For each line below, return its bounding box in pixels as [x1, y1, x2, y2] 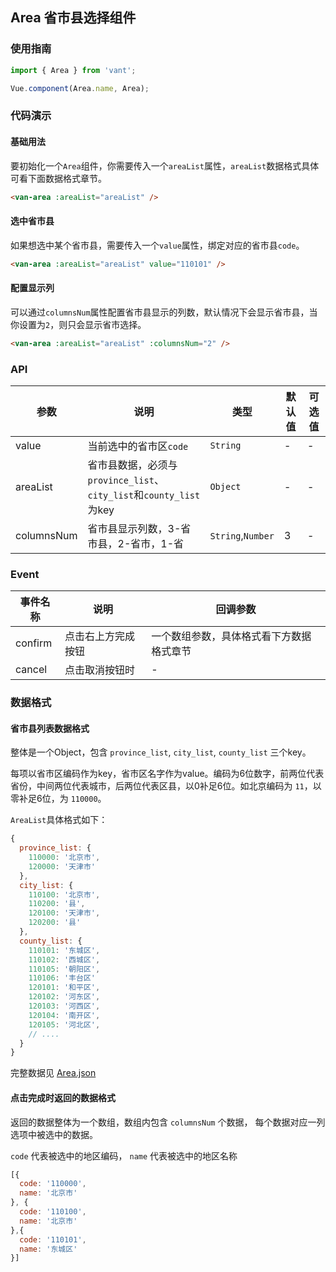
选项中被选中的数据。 [10, 1128, 98, 1140]
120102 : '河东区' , [28, 992, 101, 1002]
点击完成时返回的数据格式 [10, 1091, 116, 1103]
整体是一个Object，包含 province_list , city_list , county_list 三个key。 [10, 746, 312, 758]
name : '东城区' [19, 1244, 78, 1254]
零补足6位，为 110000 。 [10, 793, 107, 805]
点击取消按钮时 [64, 663, 136, 677]
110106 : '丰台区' [28, 973, 96, 983]
